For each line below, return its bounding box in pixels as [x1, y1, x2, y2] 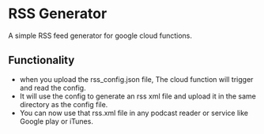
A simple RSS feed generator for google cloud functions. [8, 31, 192, 40]
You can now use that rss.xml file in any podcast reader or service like [19, 108, 249, 117]
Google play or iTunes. [19, 116, 93, 126]
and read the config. [19, 83, 86, 92]
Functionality [8, 54, 75, 67]
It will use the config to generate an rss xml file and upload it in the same [19, 91, 257, 101]
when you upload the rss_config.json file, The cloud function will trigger [19, 74, 254, 84]
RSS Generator [8, 5, 107, 23]
